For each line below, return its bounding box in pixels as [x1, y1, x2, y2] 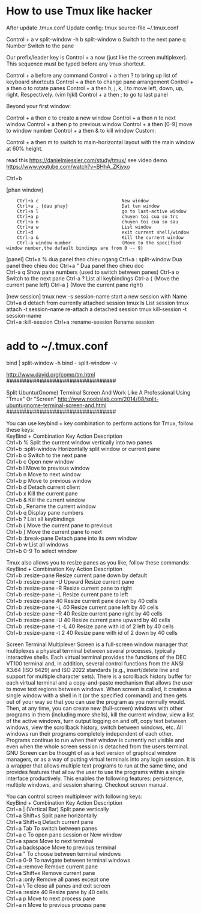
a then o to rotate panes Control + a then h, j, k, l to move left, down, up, [6, 84, 184, 91]
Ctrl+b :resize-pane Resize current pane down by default [6, 572, 148, 579]
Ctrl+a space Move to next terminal [6, 837, 94, 844]
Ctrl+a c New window [17, 198, 149, 204]
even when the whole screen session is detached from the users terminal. [6, 743, 189, 750]
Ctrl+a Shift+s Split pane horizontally [6, 812, 97, 819]
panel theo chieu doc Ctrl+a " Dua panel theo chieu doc [6, 262, 144, 269]
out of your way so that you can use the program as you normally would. [6, 698, 186, 705]
